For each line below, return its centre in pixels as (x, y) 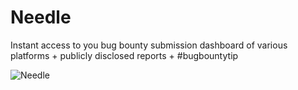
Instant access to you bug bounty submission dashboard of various (149, 45)
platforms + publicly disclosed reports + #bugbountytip (124, 55)
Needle (41, 17)
